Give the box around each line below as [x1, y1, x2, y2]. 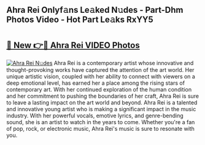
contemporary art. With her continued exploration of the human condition [6, 86, 192, 93]
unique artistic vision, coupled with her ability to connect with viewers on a [6, 73, 195, 80]
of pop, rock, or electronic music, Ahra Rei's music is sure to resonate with [6, 125, 195, 132]
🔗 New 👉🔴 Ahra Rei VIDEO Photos [6, 40, 140, 50]
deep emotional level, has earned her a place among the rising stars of [6, 79, 185, 87]
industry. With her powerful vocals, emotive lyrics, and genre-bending [6, 112, 184, 119]
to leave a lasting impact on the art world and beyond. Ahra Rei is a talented [6, 99, 198, 106]
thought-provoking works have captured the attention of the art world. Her [6, 66, 195, 73]
